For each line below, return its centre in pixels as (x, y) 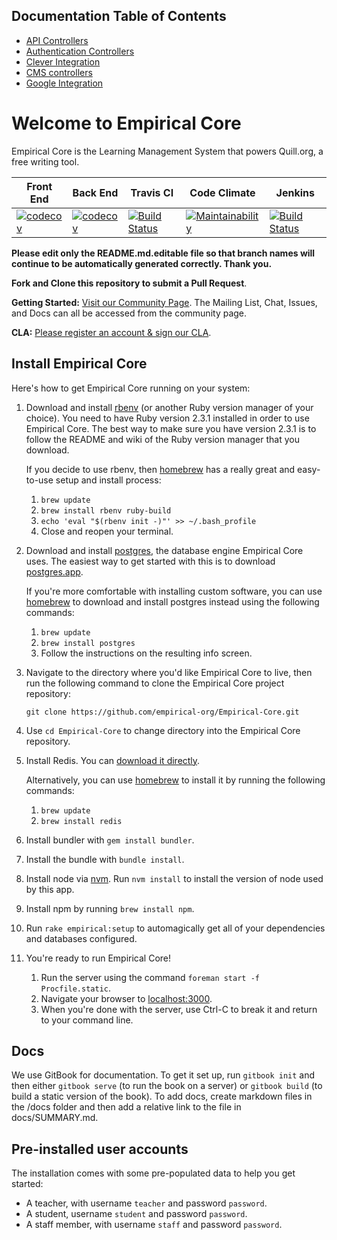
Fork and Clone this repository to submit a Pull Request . (129, 283)
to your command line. (87, 1020)
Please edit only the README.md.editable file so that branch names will (163, 253)
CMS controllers (59, 72)
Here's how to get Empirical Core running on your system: (131, 388)
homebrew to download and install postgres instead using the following (172, 601)
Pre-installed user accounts (100, 1149)
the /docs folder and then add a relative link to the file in (126, 1107)
